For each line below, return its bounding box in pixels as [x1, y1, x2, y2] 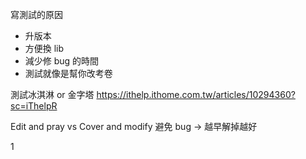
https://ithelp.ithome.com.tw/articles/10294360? [96, 89, 296, 100]
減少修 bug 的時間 [24, 55, 100, 67]
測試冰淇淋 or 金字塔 [10, 89, 95, 100]
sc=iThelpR [10, 100, 58, 112]
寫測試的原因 [10, 9, 63, 20]
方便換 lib [24, 43, 65, 54]
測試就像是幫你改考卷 [24, 68, 113, 79]
